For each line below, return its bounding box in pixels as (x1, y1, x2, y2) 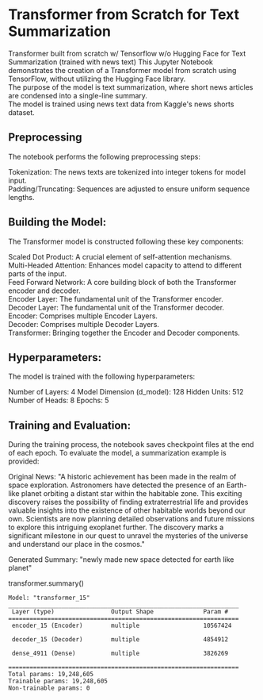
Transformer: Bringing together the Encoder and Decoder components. (8, 328, 240, 337)
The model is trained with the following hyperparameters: (8, 371, 196, 382)
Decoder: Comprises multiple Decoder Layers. (8, 319, 160, 329)
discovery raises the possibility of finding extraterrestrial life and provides (8, 498, 249, 507)
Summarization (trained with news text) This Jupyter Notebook (8, 57, 214, 67)
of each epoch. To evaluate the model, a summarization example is (8, 448, 227, 458)
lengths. (8, 192, 35, 202)
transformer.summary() (8, 579, 85, 588)
